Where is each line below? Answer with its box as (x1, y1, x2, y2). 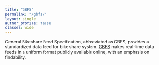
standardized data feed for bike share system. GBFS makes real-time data (5, 44, 154, 50)
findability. (5, 54, 26, 60)
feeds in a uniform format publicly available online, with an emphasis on (5, 49, 150, 55)
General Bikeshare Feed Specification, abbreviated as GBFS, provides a (5, 39, 149, 44)
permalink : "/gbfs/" (5, 12, 47, 17)
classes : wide (5, 25, 34, 30)
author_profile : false (5, 21, 51, 26)
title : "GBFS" (5, 7, 34, 12)
